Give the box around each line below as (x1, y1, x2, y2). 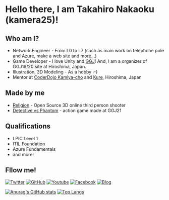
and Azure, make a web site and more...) (12, 53, 97, 59)
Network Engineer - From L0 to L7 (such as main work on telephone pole (12, 48, 164, 53)
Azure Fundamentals (12, 146, 56, 152)
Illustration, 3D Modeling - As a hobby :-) (12, 69, 98, 75)
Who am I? (5, 34, 39, 43)
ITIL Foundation (12, 141, 45, 147)
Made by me (5, 89, 45, 97)
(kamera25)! (5, 14, 59, 26)
